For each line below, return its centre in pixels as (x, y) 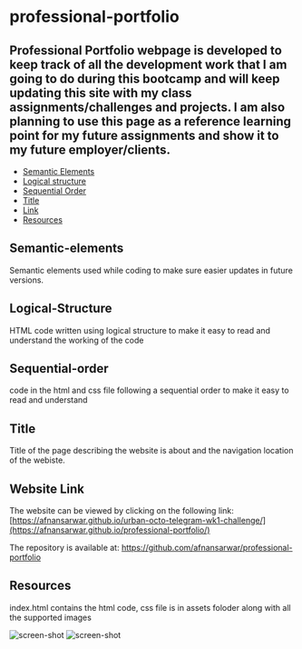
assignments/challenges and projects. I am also (147, 107)
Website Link (47, 489)
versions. (26, 280)
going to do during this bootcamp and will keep (145, 79)
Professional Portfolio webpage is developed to (146, 50)
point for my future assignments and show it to (144, 135)
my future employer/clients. (90, 150)
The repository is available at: (64, 548)
